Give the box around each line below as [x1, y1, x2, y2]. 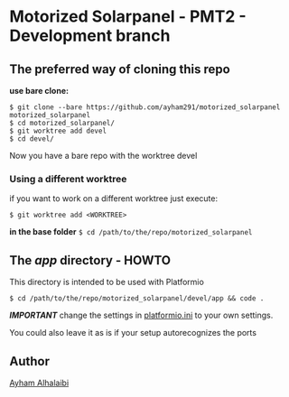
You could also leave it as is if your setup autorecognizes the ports [9, 328, 257, 338]
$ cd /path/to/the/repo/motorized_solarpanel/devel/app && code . [9, 294, 265, 303]
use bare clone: [9, 86, 70, 96]
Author [9, 354, 50, 369]
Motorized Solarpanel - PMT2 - [9, 6, 247, 27]
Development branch [9, 25, 171, 46]
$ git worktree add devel [9, 126, 107, 135]
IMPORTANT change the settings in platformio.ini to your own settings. [9, 309, 274, 321]
